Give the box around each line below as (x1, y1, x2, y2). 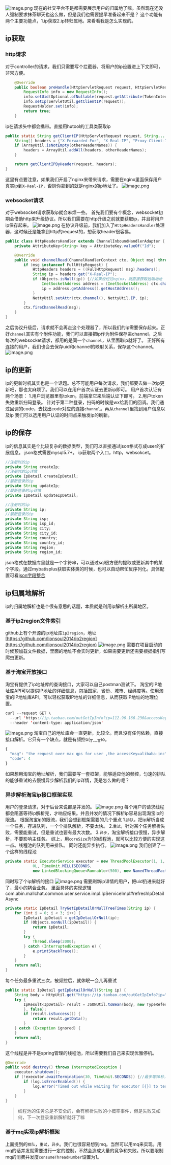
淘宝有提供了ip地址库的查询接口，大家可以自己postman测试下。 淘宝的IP (5, 681, 158, 687)
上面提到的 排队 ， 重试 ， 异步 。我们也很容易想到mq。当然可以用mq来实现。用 (5, 1141, 162, 1147)
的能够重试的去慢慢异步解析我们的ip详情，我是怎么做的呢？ (5, 777, 130, 783)
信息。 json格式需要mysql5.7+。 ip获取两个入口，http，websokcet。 (9, 449, 154, 455)
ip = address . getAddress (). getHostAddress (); (41, 286, 140, 291)
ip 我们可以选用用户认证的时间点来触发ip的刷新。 (9, 412, 112, 418)
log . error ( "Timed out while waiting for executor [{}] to (32, 1084, 158, 1089)
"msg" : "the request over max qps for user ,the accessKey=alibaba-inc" (10, 752, 167, 757)
